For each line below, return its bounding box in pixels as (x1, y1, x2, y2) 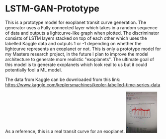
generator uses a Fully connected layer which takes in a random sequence (5, 24, 158, 30)
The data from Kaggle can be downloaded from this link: (5, 76, 121, 82)
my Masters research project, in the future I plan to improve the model (5, 51, 149, 57)
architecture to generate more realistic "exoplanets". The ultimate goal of (5, 56, 155, 62)
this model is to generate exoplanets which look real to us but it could (5, 62, 148, 68)
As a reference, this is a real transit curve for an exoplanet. (5, 129, 125, 135)
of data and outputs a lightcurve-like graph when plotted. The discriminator (5, 30, 160, 36)
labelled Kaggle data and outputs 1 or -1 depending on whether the (5, 40, 142, 46)
